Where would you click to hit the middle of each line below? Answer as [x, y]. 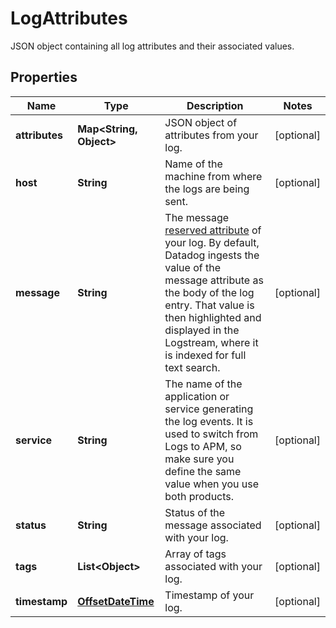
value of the [193, 267]
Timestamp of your [209, 595]
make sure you [199, 459]
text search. [192, 367]
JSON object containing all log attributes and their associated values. [152, 46]
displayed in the [202, 330]
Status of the [195, 512]
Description [215, 105]
